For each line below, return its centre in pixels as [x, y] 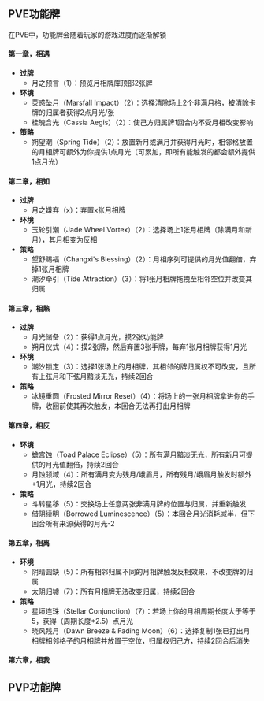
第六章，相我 [29, 660]
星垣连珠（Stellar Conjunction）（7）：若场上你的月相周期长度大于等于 [143, 611]
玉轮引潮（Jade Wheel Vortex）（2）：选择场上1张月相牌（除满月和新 [141, 230]
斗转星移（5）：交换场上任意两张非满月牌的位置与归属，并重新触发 [139, 503]
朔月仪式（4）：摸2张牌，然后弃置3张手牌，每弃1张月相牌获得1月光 [139, 347]
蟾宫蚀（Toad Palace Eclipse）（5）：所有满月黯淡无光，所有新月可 [139, 454]
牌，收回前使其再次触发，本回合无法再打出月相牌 [111, 406]
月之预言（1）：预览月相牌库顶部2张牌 [92, 83]
